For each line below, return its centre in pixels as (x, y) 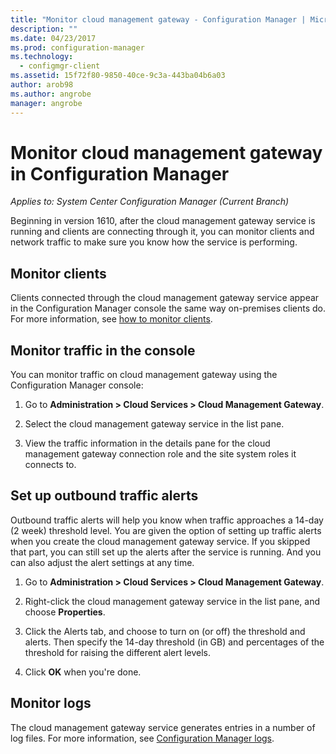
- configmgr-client (60, 66)
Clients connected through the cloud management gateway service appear (165, 298)
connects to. (50, 465)
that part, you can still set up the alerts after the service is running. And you (166, 552)
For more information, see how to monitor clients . (111, 319)
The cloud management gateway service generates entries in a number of (163, 727)
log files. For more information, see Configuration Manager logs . (142, 738)
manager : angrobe (46, 103)
